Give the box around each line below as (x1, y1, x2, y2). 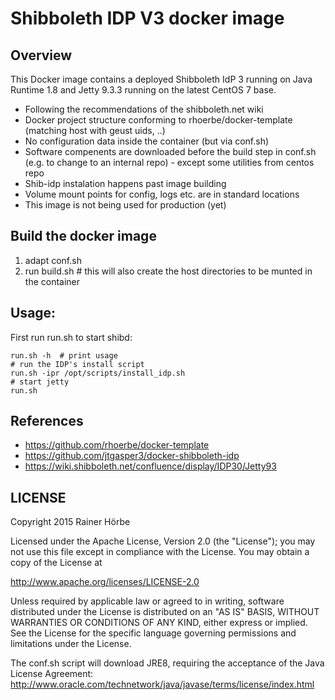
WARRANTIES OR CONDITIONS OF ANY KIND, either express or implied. (10, 617, 308, 629)
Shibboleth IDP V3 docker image (10, 7, 285, 30)
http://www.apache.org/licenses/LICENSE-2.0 (10, 576, 200, 588)
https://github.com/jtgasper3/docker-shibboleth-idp (24, 450, 240, 462)
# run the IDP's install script (10, 359, 145, 369)
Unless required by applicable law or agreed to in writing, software (10, 595, 285, 607)
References (10, 413, 84, 430)
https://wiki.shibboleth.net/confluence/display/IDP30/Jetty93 (24, 460, 277, 472)
